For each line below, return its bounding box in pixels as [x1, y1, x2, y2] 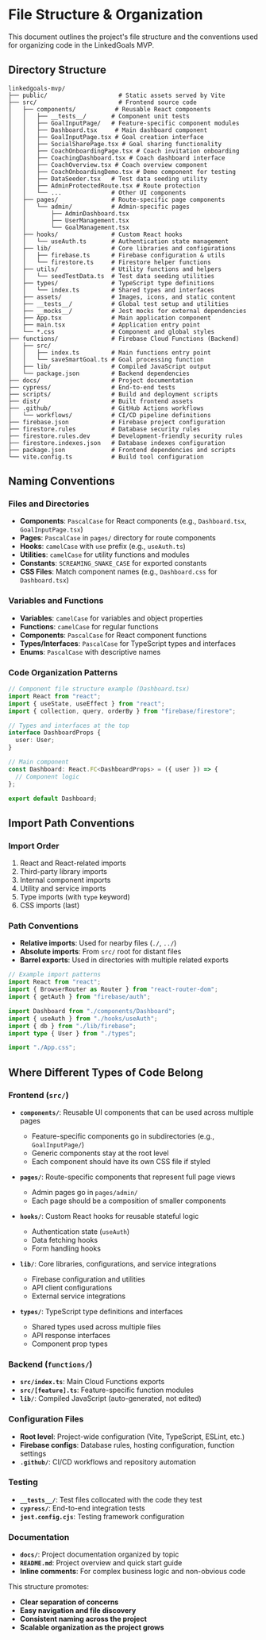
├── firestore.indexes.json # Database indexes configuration [8, 439, 226, 447]
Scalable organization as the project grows [19, 1623, 164, 1632]
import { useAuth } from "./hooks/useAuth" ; [8, 1015, 158, 1023]
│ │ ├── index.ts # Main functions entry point [8, 348, 212, 357]
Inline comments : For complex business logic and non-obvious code [19, 1567, 246, 1576]
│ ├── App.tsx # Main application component [8, 314, 212, 322]
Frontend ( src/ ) [8, 1089, 69, 1100]
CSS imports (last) [19, 900, 80, 911]
